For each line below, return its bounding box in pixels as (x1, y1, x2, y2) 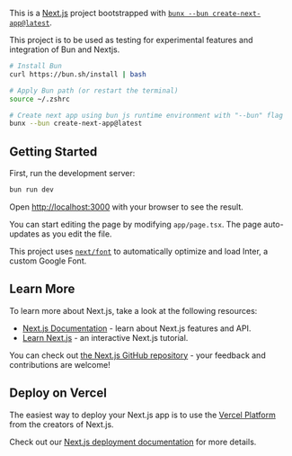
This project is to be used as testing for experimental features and (9, 35, 253, 45)
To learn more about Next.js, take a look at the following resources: (9, 305, 258, 316)
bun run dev (9, 185, 54, 194)
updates (9, 228, 40, 239)
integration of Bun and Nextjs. (9, 44, 120, 55)
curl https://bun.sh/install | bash (9, 69, 146, 79)
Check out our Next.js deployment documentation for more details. (9, 436, 257, 447)
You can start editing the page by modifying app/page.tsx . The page (9, 219, 262, 229)
